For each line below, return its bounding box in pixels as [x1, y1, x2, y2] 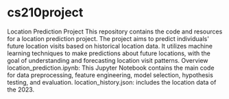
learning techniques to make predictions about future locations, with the [7, 49, 210, 57]
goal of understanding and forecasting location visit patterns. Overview [7, 56, 208, 64]
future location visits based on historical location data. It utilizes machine [7, 42, 213, 50]
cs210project [7, 5, 84, 20]
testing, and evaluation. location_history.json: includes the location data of [7, 78, 217, 86]
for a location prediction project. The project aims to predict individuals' [7, 34, 209, 42]
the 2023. [7, 85, 35, 94]
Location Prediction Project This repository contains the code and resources [7, 27, 223, 36]
